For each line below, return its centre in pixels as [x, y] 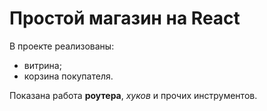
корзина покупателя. [68, 76]
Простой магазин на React [125, 18]
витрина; [42, 65]
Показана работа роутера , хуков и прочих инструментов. [133, 95]
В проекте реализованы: [62, 46]
